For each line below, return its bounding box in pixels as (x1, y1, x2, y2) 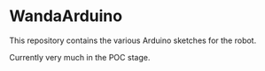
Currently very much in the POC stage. (9, 52, 151, 62)
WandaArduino (9, 6, 122, 26)
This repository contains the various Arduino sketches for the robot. (9, 35, 257, 46)
